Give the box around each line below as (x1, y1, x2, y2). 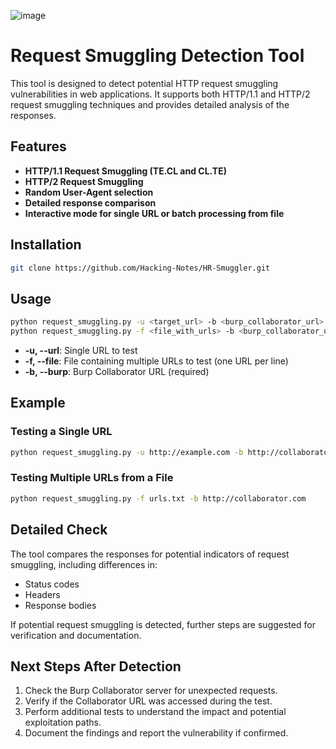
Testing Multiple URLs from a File (10, 471, 174, 485)
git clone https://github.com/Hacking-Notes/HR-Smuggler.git (10, 263, 271, 273)
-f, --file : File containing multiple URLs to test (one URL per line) (24, 355, 289, 367)
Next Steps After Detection (10, 658, 182, 675)
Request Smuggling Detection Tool (10, 45, 305, 67)
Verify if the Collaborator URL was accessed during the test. (24, 695, 273, 707)
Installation (10, 236, 82, 254)
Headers (24, 588, 61, 600)
